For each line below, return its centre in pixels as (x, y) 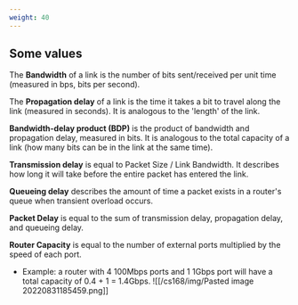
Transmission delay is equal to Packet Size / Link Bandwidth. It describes (145, 165)
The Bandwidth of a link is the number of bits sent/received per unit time (143, 75)
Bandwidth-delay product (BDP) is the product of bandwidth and (129, 128)
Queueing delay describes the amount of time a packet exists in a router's (145, 192)
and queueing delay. (47, 227)
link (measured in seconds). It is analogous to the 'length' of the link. (135, 111)
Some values (46, 54)
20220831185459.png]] (65, 291)
